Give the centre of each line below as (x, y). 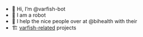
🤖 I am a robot (29, 15)
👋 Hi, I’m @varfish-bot (39, 9)
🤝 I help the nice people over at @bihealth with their (74, 21)
